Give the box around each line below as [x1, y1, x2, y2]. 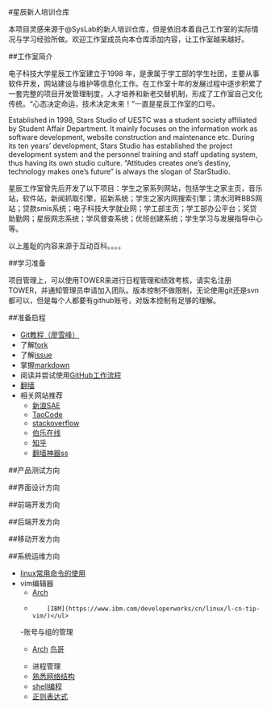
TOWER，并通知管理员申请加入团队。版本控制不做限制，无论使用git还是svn [8, 285, 260, 295]
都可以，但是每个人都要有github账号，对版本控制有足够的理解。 [8, 296, 220, 305]
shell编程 [31, 682, 63, 691]
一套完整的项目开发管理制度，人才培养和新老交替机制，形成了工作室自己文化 [8, 89, 263, 99]
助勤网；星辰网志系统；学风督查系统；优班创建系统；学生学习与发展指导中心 [8, 213, 263, 223]
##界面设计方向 [8, 483, 60, 492]
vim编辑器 [19, 579, 54, 588]
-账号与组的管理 [19, 627, 74, 636]
